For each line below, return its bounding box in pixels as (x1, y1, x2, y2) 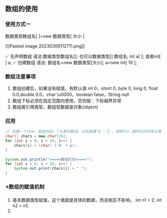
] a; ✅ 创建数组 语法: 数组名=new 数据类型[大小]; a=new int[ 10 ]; (5, 59, 137, 66)
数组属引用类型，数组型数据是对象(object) (12, 104, 98, 110)
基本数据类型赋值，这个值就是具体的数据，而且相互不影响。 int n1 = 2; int (12, 197, 162, 203)
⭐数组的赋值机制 (5, 183, 45, 190)
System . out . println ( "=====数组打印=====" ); (5, 157, 93, 162)
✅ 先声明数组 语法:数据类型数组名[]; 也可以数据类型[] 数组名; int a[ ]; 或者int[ (5, 53, 161, 59)
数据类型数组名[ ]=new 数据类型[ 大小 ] (5, 33, 85, 39)
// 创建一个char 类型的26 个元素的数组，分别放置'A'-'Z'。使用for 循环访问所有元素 (5, 129, 162, 134)
